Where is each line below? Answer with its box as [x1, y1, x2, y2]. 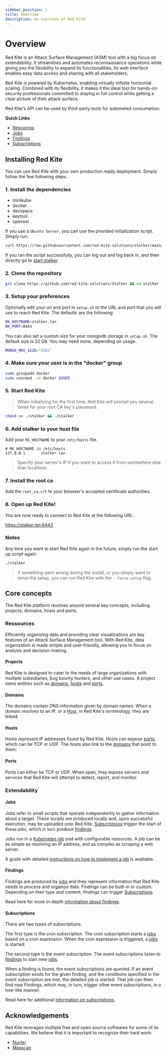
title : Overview [5, 12, 39, 17]
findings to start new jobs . [5, 956, 59, 962]
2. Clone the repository [5, 270, 62, 277]
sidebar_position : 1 [5, 7, 48, 12]
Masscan [12, 1045, 31, 1051]
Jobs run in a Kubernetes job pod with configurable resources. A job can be [5, 835, 161, 842]
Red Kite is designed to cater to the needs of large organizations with [5, 669, 147, 675]
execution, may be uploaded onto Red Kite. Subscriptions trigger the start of [5, 820, 162, 827]
